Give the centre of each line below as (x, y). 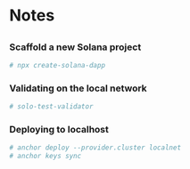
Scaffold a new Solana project (75, 47)
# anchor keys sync (45, 157)
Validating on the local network (78, 88)
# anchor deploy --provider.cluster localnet (95, 148)
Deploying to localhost (59, 129)
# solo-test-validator (51, 107)
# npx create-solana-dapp (57, 65)
